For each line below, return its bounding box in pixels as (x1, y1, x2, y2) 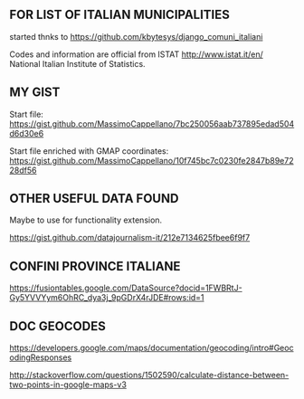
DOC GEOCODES (9, 318, 106, 334)
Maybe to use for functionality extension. (9, 214, 163, 225)
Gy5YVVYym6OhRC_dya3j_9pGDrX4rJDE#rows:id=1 (9, 292, 205, 303)
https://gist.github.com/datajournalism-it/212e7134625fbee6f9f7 (9, 233, 251, 243)
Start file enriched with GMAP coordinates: (9, 145, 169, 157)
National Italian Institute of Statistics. (9, 58, 147, 69)
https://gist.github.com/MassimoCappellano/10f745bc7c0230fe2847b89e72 (9, 155, 294, 166)
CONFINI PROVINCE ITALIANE (9, 258, 181, 274)
